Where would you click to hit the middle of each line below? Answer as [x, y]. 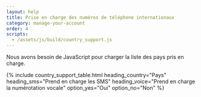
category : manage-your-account [46, 23]
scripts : [17, 34]
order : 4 [17, 29]
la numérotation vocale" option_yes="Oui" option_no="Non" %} [85, 88]
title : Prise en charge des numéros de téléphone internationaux [90, 17]
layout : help [23, 12]
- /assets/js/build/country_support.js [62, 40]
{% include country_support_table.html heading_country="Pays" [86, 75]
